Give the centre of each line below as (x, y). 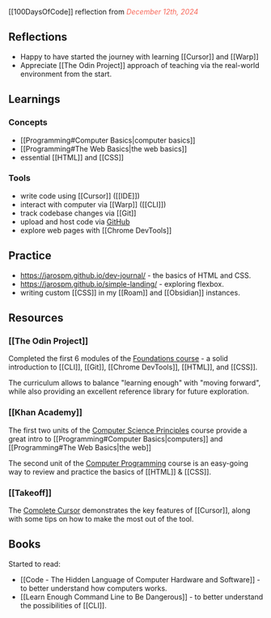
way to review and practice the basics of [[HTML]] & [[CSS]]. (110, 471)
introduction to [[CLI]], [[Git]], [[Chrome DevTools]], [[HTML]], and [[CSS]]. (133, 367)
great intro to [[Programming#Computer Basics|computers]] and (116, 439)
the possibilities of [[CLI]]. (63, 605)
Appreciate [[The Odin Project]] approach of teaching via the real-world (140, 65)
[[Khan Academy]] (45, 412)
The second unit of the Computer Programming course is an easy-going (129, 463)
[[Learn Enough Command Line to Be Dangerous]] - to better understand (142, 597)
